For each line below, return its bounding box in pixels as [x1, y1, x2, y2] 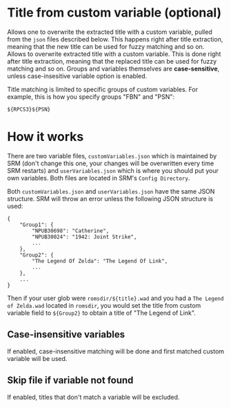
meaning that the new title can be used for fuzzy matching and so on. [7, 42, 205, 50]
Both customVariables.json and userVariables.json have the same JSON [7, 187, 215, 195]
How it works [7, 129, 84, 145]
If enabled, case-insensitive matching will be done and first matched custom [7, 347, 225, 355]
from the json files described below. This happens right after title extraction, [7, 35, 223, 43]
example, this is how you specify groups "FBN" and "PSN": [7, 92, 174, 101]
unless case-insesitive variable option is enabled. [7, 71, 148, 80]
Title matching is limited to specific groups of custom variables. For [7, 85, 199, 93]
